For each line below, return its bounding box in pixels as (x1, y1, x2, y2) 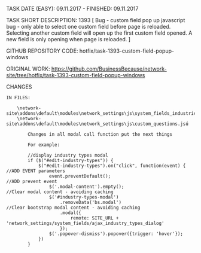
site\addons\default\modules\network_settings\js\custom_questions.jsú (6, 121, 188, 127)
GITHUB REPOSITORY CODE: (6, 47, 78, 54)
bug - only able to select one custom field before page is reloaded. (6, 23, 171, 30)
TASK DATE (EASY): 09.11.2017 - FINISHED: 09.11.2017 (6, 5, 139, 12)
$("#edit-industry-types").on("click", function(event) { (38, 163, 186, 169)
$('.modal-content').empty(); (48, 184, 124, 190)
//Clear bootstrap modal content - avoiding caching (6, 205, 141, 211)
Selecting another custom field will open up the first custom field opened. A (6, 29, 193, 36)
